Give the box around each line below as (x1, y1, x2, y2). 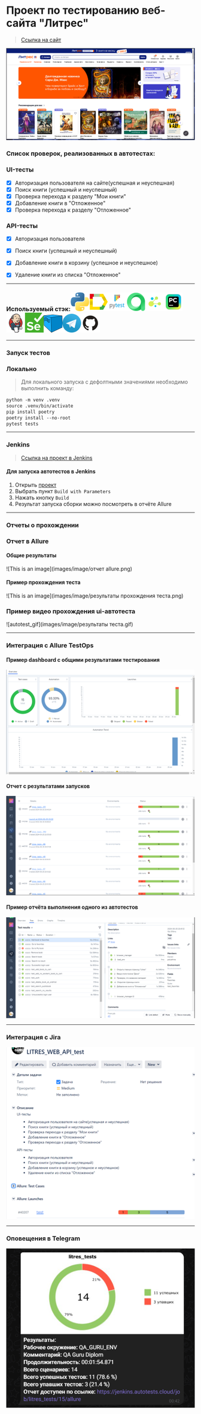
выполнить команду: (20, 385, 74, 392)
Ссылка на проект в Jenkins (20, 454, 93, 462)
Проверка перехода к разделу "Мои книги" (14, 192, 127, 200)
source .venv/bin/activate (6, 403, 74, 409)
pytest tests (6, 421, 39, 427)
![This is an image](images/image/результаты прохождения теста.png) (6, 592, 184, 599)
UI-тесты (6, 165, 34, 174)
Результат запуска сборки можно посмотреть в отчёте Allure (14, 500, 172, 507)
